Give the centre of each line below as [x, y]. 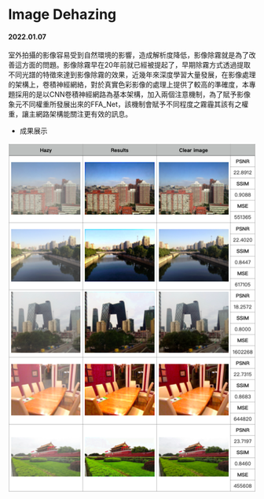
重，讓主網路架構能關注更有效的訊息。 [70, 114]
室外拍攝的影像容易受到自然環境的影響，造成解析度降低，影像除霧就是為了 [128, 55]
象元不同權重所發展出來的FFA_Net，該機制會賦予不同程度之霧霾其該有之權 [128, 105]
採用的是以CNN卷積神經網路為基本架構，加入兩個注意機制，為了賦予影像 [133, 94]
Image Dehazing [62, 15]
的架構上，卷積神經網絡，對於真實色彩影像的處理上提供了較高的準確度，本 [128, 85]
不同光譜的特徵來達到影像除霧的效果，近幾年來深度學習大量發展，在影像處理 [132, 75]
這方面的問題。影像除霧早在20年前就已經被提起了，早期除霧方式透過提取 [133, 65]
